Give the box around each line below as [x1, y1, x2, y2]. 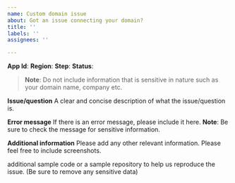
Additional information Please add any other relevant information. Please [7, 139, 221, 148]
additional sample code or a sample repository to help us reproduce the [7, 160, 215, 169]
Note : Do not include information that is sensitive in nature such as [24, 75, 219, 84]
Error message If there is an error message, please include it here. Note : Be [7, 118, 229, 127]
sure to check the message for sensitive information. [7, 125, 161, 134]
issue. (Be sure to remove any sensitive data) [7, 168, 138, 176]
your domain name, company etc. [24, 83, 123, 91]
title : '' [7, 23, 37, 30]
